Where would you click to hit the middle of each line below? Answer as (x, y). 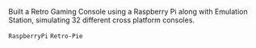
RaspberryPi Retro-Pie (46, 36)
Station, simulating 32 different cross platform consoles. (102, 20)
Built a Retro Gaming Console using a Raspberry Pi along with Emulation (128, 12)
